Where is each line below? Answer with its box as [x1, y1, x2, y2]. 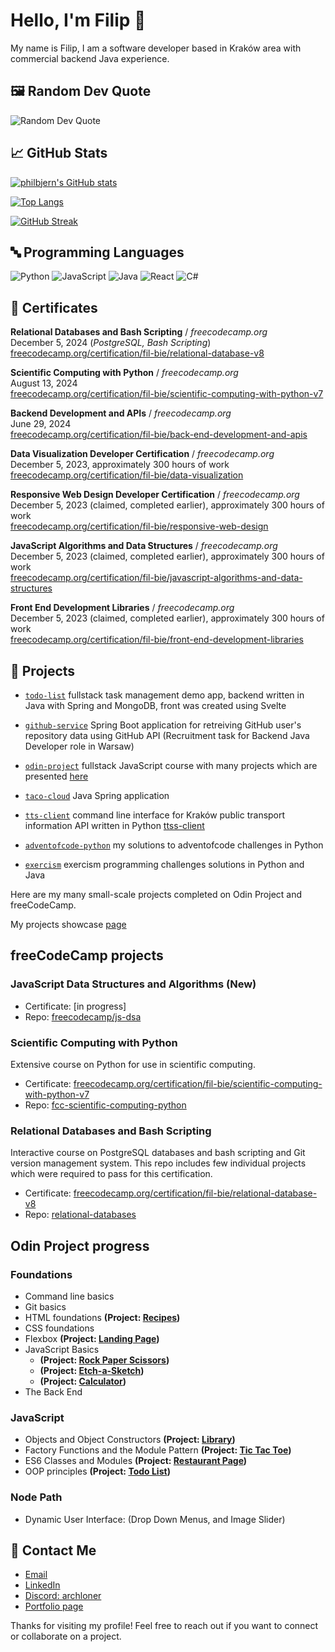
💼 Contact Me [10, 1542, 97, 1559]
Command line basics [24, 1290, 115, 1302]
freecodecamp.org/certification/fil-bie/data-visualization [10, 469, 244, 481]
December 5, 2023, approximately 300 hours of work [10, 459, 230, 471]
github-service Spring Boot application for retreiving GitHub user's [24, 719, 302, 731]
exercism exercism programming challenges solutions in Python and [24, 859, 305, 870]
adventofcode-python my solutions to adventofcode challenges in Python [24, 839, 324, 851]
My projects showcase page [10, 919, 127, 930]
